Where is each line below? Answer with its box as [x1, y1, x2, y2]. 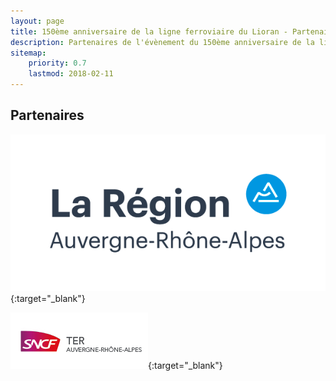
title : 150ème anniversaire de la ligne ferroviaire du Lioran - [10, 26, 288, 37]
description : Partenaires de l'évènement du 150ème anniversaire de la [10, 37, 315, 47]
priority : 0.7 [28, 58, 87, 69]
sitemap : [10, 48, 47, 58]
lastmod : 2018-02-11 [28, 69, 114, 79]
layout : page [10, 16, 65, 26]
